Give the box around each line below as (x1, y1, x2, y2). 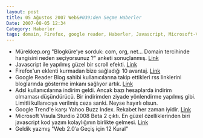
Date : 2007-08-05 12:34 (6, 20, 66, 26)
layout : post (6, 8, 39, 15)
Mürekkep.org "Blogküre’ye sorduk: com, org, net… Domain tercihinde (14, 48, 190, 55)
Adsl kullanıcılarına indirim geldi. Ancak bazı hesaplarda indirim (14, 87, 172, 94)
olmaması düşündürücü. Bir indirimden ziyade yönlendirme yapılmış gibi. (14, 93, 196, 100)
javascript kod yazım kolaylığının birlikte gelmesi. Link (14, 119, 149, 126)
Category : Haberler (6, 25, 56, 32)
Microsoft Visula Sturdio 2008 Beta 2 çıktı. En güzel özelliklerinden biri (14, 113, 190, 120)
